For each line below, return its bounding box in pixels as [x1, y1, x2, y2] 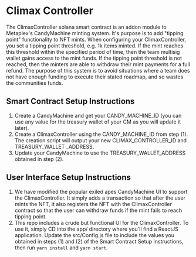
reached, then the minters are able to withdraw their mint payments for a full [6, 60, 191, 68]
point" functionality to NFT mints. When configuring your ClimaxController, [6, 36, 187, 43]
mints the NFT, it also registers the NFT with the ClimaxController [14, 200, 172, 207]
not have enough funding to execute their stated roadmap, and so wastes [6, 73, 184, 80]
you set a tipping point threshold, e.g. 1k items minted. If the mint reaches [6, 42, 184, 49]
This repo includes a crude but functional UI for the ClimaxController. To [14, 219, 189, 226]
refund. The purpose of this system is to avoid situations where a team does [6, 67, 190, 74]
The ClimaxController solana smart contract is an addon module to [6, 23, 167, 30]
